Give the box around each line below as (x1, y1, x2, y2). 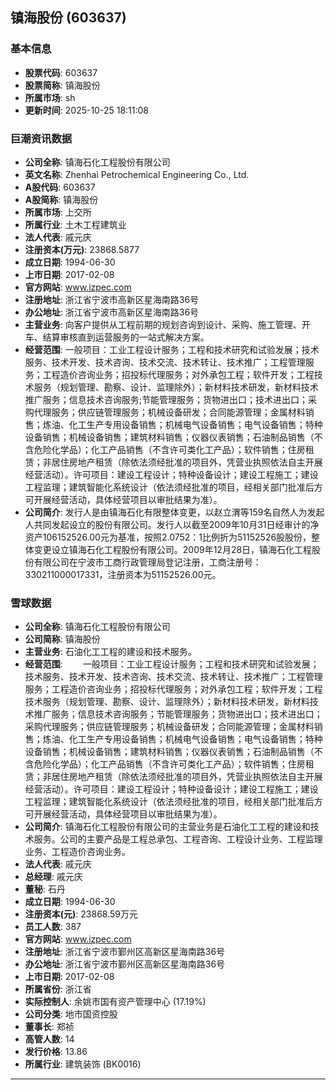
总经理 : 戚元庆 (24, 871, 83, 883)
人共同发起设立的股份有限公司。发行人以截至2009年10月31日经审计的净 (24, 518, 320, 530)
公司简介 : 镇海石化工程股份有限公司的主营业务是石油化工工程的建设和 (24, 821, 311, 833)
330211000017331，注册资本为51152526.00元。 (24, 568, 222, 580)
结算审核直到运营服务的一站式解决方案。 (42, 331, 210, 343)
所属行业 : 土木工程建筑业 (24, 218, 127, 230)
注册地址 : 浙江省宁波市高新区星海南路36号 (24, 293, 200, 305)
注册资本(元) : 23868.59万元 (24, 908, 139, 920)
